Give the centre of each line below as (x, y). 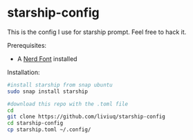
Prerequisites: (27, 45)
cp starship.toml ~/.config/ (49, 130)
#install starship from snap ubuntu (60, 85)
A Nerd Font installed (47, 59)
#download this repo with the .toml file (68, 104)
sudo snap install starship (48, 91)
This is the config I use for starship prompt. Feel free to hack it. (97, 32)
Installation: (24, 72)
